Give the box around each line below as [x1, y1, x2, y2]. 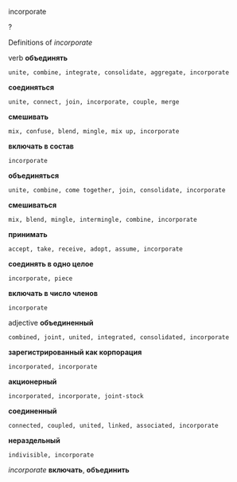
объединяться [8, 171, 60, 180]
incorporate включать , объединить [8, 465, 130, 474]
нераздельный [8, 436, 61, 445]
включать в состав [8, 141, 74, 151]
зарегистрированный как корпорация [8, 347, 142, 357]
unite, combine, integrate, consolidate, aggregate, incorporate [8, 69, 229, 77]
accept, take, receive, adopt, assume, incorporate [8, 245, 183, 253]
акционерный [8, 377, 57, 386]
